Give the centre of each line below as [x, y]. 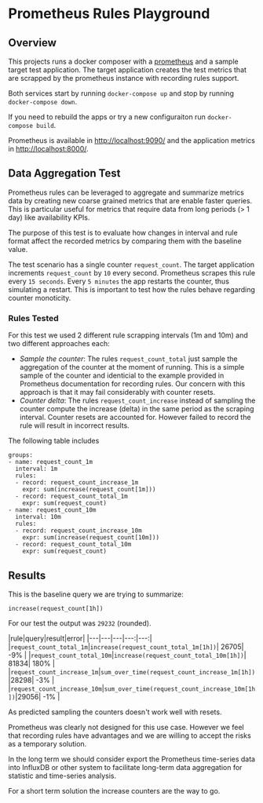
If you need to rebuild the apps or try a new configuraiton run [107, 117]
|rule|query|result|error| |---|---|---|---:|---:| [80, 638]
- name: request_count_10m [52, 510]
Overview [33, 43]
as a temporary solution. [47, 743]
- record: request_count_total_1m [71, 496]
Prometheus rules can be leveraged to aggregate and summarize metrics [126, 192]
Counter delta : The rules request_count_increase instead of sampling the [137, 400]
